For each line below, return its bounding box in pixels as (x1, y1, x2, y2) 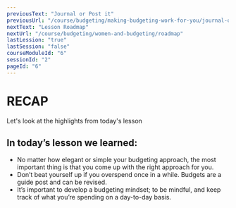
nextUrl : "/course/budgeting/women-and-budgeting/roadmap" (6, 30, 184, 37)
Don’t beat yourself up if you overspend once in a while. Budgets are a (16, 171, 222, 179)
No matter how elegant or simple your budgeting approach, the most (16, 156, 216, 164)
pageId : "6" (6, 63, 42, 70)
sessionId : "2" (6, 56, 51, 63)
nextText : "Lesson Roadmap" (6, 23, 89, 30)
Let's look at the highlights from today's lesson (6, 116, 142, 125)
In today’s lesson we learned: (6, 137, 138, 149)
